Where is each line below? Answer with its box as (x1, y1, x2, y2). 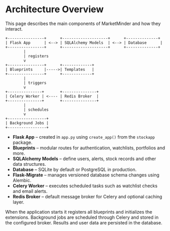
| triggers (23, 80, 47, 85)
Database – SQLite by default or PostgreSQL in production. (12, 166, 137, 172)
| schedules (23, 107, 49, 112)
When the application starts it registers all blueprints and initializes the (5, 209, 153, 215)
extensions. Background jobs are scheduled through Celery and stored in (5, 214, 159, 220)
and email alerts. (12, 188, 48, 194)
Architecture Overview (5, 4, 104, 15)
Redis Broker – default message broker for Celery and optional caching (12, 193, 162, 199)
